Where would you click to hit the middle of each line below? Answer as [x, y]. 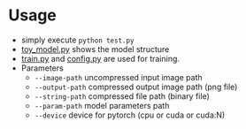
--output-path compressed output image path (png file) [136, 87]
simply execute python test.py [77, 40]
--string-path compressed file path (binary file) [122, 96]
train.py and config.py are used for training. [100, 58]
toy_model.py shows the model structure [95, 49]
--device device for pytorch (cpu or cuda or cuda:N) [130, 115]
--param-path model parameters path [102, 105]
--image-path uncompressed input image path [118, 77]
